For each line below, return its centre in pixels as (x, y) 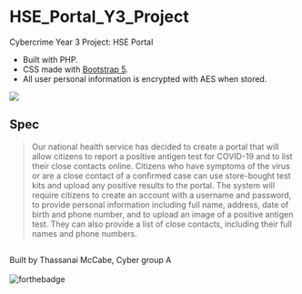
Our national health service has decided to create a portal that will (155, 147)
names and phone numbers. (85, 233)
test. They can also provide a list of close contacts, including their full (162, 224)
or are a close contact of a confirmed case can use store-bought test (161, 176)
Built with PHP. (50, 59)
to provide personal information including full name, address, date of (160, 204)
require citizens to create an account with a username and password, (161, 195)
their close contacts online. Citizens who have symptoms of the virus (161, 166)
